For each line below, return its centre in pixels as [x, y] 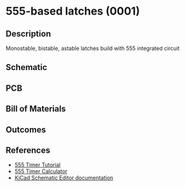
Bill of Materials [36, 109]
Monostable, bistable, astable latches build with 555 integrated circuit [93, 48]
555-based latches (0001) [73, 11]
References [28, 150]
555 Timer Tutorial [37, 165]
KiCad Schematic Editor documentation [64, 178]
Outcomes [26, 129]
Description [28, 34]
